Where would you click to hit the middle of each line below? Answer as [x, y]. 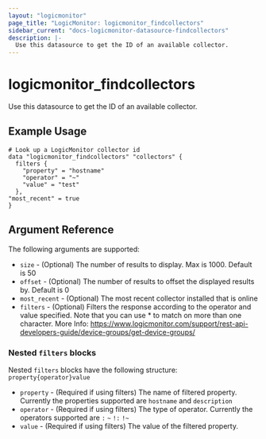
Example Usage [48, 132]
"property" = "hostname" [64, 171]
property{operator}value [49, 377]
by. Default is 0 [44, 289]
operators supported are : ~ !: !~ [74, 418]
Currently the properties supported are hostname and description [126, 400]
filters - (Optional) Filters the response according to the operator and [135, 306]
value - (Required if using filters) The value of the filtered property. [129, 425]
